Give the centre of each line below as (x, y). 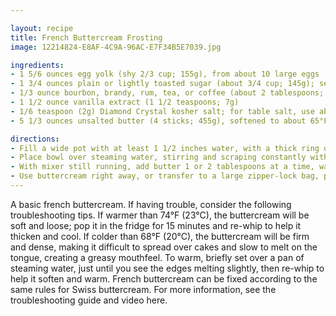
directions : (35, 139)
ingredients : (37, 65)
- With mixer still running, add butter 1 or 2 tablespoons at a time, (162, 167)
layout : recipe (42, 28)
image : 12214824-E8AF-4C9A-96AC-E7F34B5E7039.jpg (116, 47)
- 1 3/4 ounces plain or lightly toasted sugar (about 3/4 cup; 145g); (162, 84)
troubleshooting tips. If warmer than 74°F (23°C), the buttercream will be (160, 215)
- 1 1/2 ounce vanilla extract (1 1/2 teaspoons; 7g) (125, 102)
